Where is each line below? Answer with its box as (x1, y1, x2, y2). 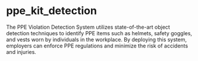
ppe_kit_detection (6, 4, 97, 18)
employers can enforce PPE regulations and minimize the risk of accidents (6, 42, 188, 49)
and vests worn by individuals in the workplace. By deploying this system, (6, 36, 187, 43)
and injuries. (6, 48, 37, 55)
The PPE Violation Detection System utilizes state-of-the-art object (6, 23, 171, 30)
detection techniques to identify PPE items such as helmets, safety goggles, (6, 29, 192, 36)
